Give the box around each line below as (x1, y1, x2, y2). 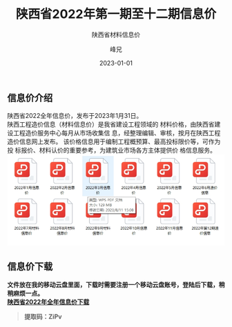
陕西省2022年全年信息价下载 (7, 297, 90, 306)
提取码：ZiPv (23, 312, 62, 321)
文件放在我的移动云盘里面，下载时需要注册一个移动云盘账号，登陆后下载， (7, 280, 219, 288)
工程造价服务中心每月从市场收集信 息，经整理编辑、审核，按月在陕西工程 (12, 129, 221, 137)
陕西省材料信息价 (92, 30, 140, 39)
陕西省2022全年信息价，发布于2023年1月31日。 (7, 112, 143, 120)
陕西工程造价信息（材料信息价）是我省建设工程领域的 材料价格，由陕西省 (7, 120, 215, 128)
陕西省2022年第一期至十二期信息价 (16, 6, 216, 22)
